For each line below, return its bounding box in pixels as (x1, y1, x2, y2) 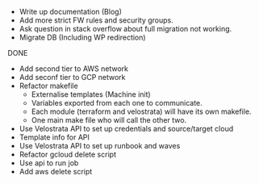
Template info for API (19, 132, 90, 142)
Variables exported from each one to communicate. (31, 98, 203, 107)
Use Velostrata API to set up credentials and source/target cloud (19, 124, 234, 133)
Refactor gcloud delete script (19, 149, 116, 159)
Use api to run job (19, 158, 79, 168)
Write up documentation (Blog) (19, 7, 123, 16)
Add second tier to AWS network (19, 64, 128, 73)
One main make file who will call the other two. (31, 115, 187, 124)
